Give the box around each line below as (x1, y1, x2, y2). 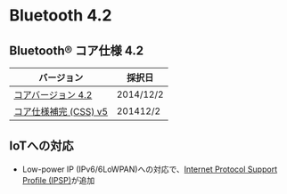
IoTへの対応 (9, 139, 74, 154)
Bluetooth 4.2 (9, 5, 112, 26)
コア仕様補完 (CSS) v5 (13, 106, 109, 117)
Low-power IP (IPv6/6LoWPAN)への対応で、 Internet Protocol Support (21, 164, 278, 174)
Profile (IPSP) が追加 (21, 174, 95, 185)
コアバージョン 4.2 (13, 89, 93, 101)
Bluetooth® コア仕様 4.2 (9, 43, 144, 58)
